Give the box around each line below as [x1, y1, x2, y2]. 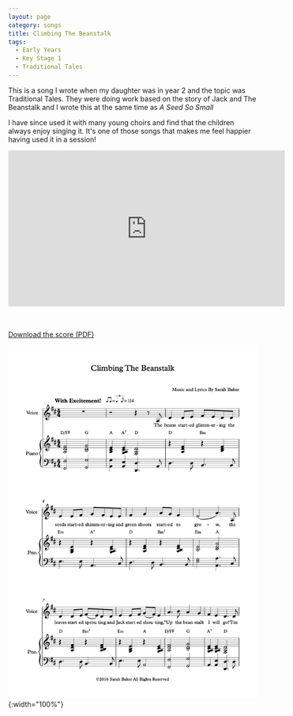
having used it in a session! [8, 135, 97, 144]
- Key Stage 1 [15, 55, 62, 63]
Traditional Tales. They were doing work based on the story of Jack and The [8, 93, 257, 103]
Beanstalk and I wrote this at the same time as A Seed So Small [8, 102, 214, 112]
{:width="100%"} [8, 699, 64, 709]
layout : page [8, 13, 51, 21]
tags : [8, 38, 26, 46]
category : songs [8, 21, 62, 29]
